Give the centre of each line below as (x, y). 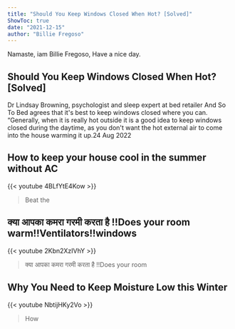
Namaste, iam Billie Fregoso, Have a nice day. (74, 54)
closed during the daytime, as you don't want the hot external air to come (115, 128)
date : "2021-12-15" (36, 27)
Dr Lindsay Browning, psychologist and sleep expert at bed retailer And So (117, 105)
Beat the (37, 200)
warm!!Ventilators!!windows (72, 234)
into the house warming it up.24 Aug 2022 (69, 136)
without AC (33, 169)
